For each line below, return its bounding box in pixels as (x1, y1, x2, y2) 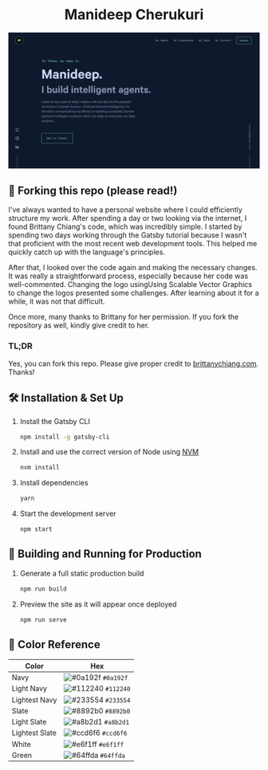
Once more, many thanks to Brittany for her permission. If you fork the (8, 312, 239, 322)
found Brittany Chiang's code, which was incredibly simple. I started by (8, 222, 242, 232)
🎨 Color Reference (8, 638, 101, 651)
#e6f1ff (98, 741, 124, 748)
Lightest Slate (11, 728, 57, 738)
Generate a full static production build (19, 568, 144, 578)
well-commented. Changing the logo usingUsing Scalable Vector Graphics (8, 280, 253, 289)
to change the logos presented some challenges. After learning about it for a (8, 289, 259, 298)
